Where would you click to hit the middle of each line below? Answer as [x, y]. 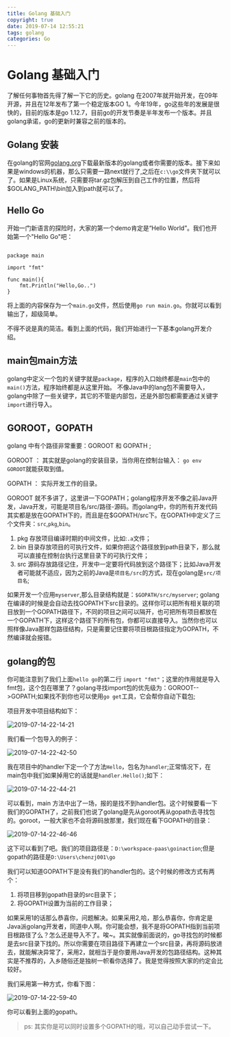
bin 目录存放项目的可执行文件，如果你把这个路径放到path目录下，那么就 [118, 547]
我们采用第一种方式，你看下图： [52, 984]
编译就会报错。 [34, 638]
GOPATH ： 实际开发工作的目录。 [54, 483]
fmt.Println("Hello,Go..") [58, 286]
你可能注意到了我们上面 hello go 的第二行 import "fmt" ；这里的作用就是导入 [114, 679]
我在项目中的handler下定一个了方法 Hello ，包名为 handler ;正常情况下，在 [109, 767]
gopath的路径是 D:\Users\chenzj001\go [61, 857]
